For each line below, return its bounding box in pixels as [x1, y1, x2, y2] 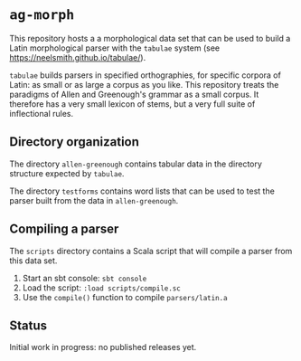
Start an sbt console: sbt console [22, 272, 147, 283]
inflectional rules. [9, 108, 74, 119]
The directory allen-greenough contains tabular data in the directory [9, 158, 262, 169]
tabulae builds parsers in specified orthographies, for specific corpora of [9, 70, 282, 81]
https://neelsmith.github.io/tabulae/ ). [9, 52, 146, 62]
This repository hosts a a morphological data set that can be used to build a [9, 33, 291, 43]
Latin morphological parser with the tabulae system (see [9, 43, 220, 53]
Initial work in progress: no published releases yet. [9, 342, 197, 353]
